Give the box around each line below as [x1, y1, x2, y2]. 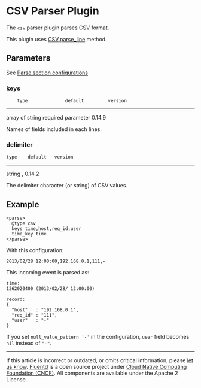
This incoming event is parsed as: [6, 269, 89, 276]
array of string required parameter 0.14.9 [6, 114, 106, 121]
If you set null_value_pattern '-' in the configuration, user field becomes [6, 333, 190, 341]
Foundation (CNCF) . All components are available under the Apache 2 [6, 369, 178, 377]
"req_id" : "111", [11, 312, 58, 318]
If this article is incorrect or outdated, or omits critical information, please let [6, 357, 193, 364]
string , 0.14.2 [6, 170, 39, 178]
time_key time [11, 231, 47, 237]
